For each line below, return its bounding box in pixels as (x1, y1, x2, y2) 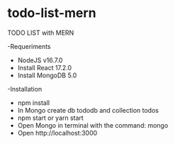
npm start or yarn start (17, 113, 84, 122)
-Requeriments (7, 42, 51, 50)
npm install (17, 98, 50, 107)
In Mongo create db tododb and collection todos (17, 106, 159, 114)
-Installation (7, 84, 43, 93)
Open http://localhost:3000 (17, 128, 98, 137)
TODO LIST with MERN (7, 28, 74, 37)
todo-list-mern (7, 5, 97, 21)
